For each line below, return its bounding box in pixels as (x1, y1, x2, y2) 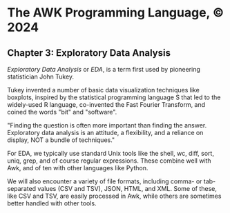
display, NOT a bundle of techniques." (7, 136, 115, 144)
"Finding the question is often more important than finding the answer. (7, 121, 207, 129)
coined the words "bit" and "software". (7, 108, 117, 116)
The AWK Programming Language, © (7, 5, 224, 21)
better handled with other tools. (7, 199, 97, 207)
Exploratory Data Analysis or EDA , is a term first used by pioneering (7, 65, 200, 73)
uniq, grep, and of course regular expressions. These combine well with (7, 156, 212, 165)
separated (7, 185, 37, 192)
